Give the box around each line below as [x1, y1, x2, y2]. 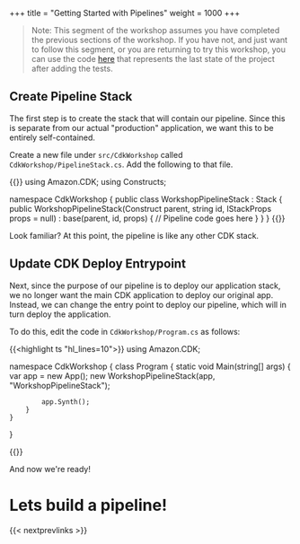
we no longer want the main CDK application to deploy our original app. [9, 289, 274, 300]
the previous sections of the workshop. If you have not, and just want [31, 35, 288, 45]
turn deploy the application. [9, 309, 111, 320]
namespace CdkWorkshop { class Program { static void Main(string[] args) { [9, 361, 292, 372]
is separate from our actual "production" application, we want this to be [9, 122, 274, 133]
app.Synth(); [41, 397, 91, 407]
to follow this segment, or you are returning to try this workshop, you [31, 44, 286, 55]
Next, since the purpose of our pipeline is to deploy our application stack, [9, 280, 281, 291]
